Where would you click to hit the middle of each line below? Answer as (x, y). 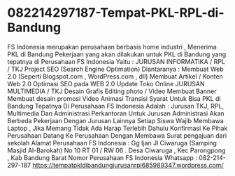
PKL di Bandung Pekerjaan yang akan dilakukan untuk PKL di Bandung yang (117, 54)
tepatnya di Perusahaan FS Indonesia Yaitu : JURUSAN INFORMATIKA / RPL (116, 61)
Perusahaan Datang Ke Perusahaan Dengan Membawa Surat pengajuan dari (117, 135)
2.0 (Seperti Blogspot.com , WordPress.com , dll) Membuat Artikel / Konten (115, 76)
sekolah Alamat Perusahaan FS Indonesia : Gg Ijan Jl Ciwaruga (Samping (112, 143)
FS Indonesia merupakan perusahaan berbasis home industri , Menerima (112, 47)
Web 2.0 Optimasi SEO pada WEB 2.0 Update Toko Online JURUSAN (106, 83)
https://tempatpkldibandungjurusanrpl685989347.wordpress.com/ (128, 165)
